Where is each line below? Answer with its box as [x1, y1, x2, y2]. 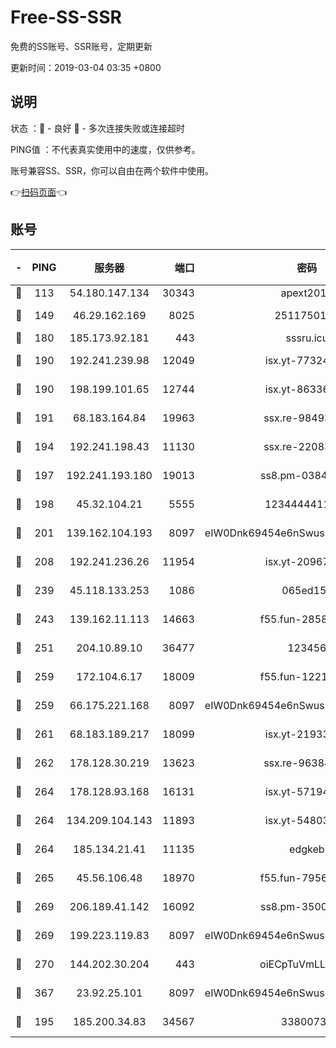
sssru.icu [285, 331, 329, 345]
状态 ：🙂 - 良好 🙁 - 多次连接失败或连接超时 [10, 122, 185, 134]
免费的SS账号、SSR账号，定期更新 [10, 40, 153, 52]
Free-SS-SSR [10, 6, 122, 29]
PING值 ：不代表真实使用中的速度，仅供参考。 [10, 143, 201, 155]
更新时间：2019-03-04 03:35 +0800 [10, 61, 162, 73]
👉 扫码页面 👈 [10, 186, 68, 198]
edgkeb [289, 842, 325, 856]
